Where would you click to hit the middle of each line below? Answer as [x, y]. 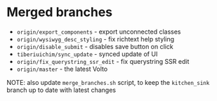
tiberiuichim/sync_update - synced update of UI [87, 54]
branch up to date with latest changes [61, 90]
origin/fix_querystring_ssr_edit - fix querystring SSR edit [103, 61]
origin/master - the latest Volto [62, 69]
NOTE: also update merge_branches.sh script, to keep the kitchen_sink [108, 82]
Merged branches [60, 12]
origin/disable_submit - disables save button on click [95, 46]
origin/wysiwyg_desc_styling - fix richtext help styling [96, 39]
